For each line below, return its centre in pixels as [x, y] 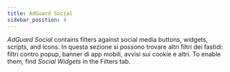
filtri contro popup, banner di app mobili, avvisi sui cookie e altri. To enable [114, 54]
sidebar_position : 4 [37, 20]
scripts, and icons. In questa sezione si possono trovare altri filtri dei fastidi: [115, 47]
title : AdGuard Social [40, 13]
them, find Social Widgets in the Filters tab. [69, 61]
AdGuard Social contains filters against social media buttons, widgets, [108, 39]
